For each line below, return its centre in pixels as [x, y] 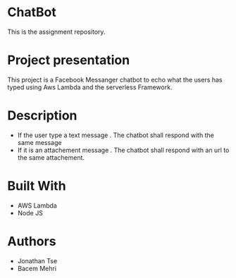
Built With [37, 186]
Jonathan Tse [37, 260]
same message [39, 142]
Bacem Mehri [37, 268]
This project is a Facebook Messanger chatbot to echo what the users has [115, 80]
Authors [32, 241]
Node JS [30, 213]
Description [42, 116]
